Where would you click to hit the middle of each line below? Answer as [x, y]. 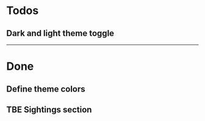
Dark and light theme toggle [60, 33]
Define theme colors [46, 89]
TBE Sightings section [49, 110]
